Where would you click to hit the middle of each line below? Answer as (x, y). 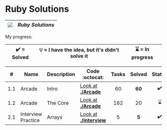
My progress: (19, 37)
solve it (79, 56)
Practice (30, 120)
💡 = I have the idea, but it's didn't (79, 50)
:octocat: (93, 77)
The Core (58, 103)
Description (61, 74)
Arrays (55, 117)
